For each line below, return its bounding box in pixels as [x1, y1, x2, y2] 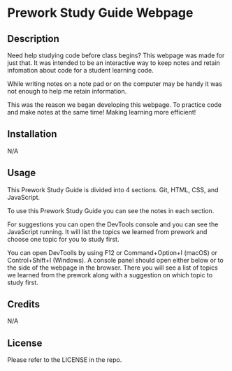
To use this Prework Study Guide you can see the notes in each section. [7, 206, 215, 214]
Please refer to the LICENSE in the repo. [7, 356, 122, 364]
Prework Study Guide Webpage [7, 5, 194, 21]
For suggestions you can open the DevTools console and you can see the [7, 220, 219, 228]
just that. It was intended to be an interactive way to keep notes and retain [7, 59, 220, 67]
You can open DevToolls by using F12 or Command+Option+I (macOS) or [7, 248, 218, 256]
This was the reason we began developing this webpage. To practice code [7, 101, 222, 109]
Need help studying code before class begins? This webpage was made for [7, 51, 225, 59]
